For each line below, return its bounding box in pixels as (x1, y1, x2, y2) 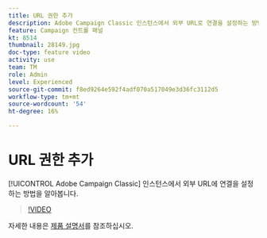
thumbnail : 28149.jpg (8, 41, 80, 49)
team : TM (8, 63, 37, 71)
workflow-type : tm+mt (8, 93, 80, 101)
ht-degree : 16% (8, 108, 59, 116)
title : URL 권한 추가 (8, 11, 73, 20)
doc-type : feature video (8, 48, 91, 56)
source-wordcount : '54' (8, 100, 87, 108)
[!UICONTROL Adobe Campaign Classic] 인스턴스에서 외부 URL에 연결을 (8, 178, 240, 188)
